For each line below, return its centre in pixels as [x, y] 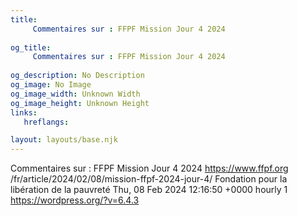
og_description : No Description [77, 76]
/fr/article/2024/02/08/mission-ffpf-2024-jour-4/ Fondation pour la [149, 179]
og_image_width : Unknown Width [75, 94]
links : [24, 112]
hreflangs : [46, 122]
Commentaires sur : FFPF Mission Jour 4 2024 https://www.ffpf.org [149, 168]
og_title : [31, 47]
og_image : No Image [51, 85]
